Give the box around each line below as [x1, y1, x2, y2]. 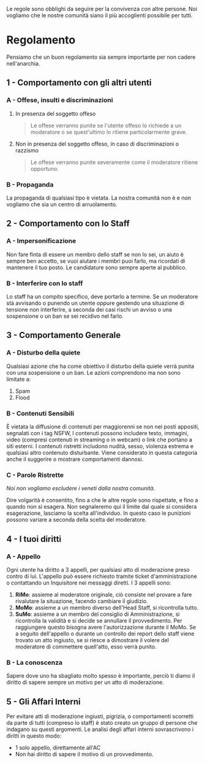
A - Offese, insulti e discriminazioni [6, 96, 113, 105]
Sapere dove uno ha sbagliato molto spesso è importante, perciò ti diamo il [6, 672, 195, 680]
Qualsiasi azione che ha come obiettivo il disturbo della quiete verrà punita [6, 362, 195, 370]
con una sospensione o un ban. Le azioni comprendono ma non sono [6, 369, 181, 376]
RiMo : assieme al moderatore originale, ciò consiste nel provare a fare [15, 591, 192, 598]
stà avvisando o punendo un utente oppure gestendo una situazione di [6, 299, 185, 307]
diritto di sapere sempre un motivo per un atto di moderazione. [6, 679, 164, 686]
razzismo [15, 146, 39, 154]
